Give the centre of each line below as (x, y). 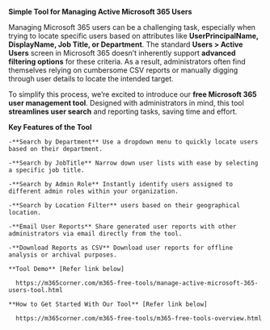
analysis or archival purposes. (63, 255)
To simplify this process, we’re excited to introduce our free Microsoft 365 (133, 94)
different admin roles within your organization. (94, 191)
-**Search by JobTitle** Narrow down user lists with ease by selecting (133, 163)
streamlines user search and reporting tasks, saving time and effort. (123, 111)
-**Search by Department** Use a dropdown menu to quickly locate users (133, 142)
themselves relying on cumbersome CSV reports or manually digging (123, 70)
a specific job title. (46, 170)
